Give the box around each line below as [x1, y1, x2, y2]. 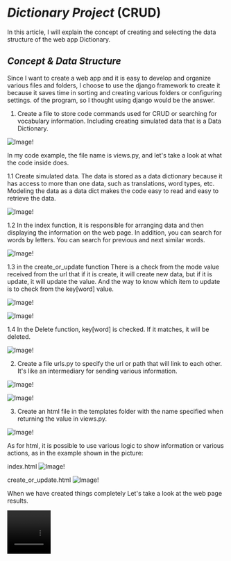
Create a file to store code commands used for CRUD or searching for [17, 109, 217, 117]
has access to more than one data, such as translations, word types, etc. [7, 179, 215, 187]
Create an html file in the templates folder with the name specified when [17, 407, 224, 415]
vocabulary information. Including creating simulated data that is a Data [17, 117, 222, 125]
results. [7, 496, 29, 505]
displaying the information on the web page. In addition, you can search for [7, 228, 222, 237]
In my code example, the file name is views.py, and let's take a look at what [7, 151, 222, 159]
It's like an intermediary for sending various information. [17, 367, 178, 375]
